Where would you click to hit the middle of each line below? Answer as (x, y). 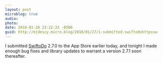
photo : (12, 23)
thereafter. (15, 56)
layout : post (18, 9)
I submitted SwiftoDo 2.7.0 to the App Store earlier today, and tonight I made (81, 46)
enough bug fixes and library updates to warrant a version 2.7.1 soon (73, 51)
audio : (12, 18)
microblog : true (21, 14)
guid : (10, 32)
